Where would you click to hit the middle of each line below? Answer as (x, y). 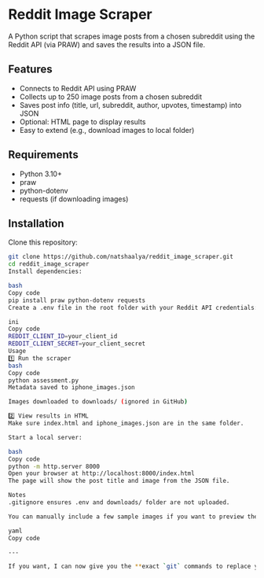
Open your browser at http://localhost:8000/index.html (101, 473)
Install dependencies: (45, 272)
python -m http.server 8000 (54, 466)
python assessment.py (44, 380)
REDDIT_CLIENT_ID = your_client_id (63, 337)
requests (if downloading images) (74, 199)
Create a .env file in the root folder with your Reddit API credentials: (133, 307)
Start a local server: (45, 437)
